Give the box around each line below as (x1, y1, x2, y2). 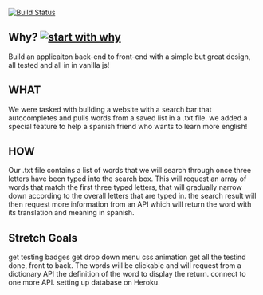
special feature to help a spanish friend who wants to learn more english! (8, 121, 248, 131)
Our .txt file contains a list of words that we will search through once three (8, 166, 252, 175)
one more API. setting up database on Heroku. (8, 277, 161, 287)
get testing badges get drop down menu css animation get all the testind (8, 252, 246, 262)
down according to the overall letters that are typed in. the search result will (8, 191, 257, 201)
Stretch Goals (8, 231, 78, 245)
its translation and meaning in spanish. (8, 208, 135, 218)
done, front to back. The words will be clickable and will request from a (8, 261, 241, 270)
